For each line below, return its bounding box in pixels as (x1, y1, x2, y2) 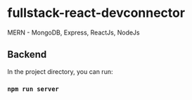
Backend (7, 49, 47, 61)
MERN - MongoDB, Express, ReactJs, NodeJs (7, 28, 140, 37)
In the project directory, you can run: (7, 67, 113, 75)
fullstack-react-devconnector (7, 5, 185, 21)
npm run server (7, 85, 60, 93)
